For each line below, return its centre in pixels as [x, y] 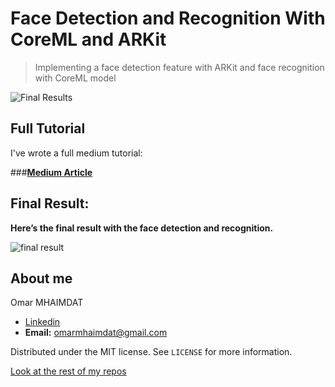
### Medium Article [51, 172]
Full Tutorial [48, 128]
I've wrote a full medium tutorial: [76, 153]
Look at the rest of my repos [68, 371]
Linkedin [42, 322]
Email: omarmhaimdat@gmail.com [96, 333]
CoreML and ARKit [88, 39]
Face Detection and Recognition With [168, 18]
